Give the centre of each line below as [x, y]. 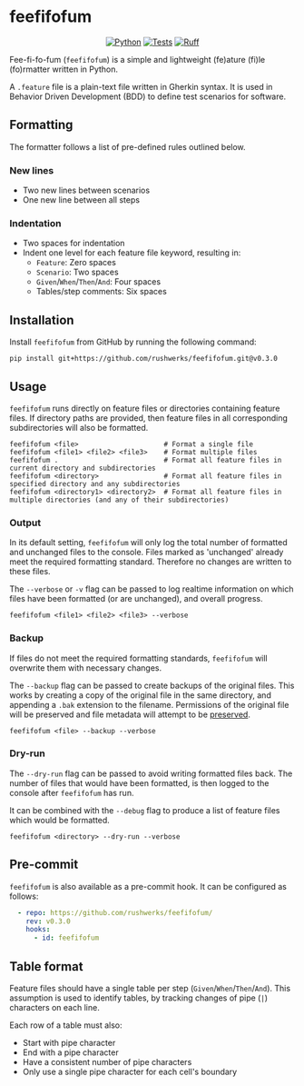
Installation [42, 320]
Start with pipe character [69, 1042]
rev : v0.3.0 [48, 921]
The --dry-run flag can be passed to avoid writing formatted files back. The [151, 773]
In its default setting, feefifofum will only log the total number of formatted [148, 543]
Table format [46, 966]
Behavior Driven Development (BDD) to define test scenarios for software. [148, 96]
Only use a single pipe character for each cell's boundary [130, 1071]
